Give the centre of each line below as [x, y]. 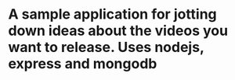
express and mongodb [83, 64]
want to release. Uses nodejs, [106, 47]
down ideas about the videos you [118, 31]
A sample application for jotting [112, 14]
